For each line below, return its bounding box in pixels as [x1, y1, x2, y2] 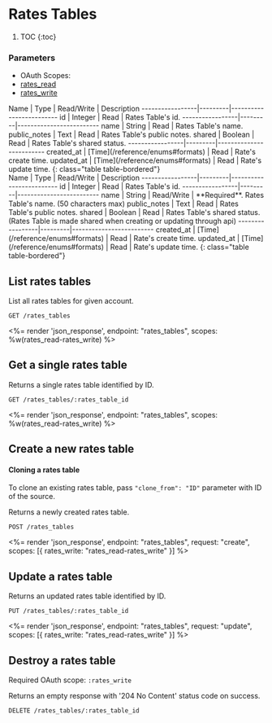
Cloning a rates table [8, 465, 80, 475]
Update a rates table [8, 569, 113, 583]
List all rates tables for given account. [8, 296, 134, 306]
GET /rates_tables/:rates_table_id [8, 396, 129, 404]
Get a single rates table [8, 358, 127, 372]
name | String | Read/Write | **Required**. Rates [101, 191, 265, 200]
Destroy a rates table [8, 653, 116, 668]
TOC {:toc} [19, 32, 57, 42]
